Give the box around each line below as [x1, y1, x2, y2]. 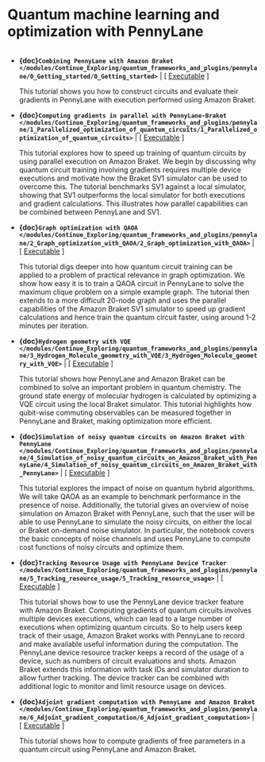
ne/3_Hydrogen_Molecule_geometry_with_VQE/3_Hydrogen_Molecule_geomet [18, 351, 258, 359]
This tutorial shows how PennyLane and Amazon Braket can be [18, 373, 226, 383]
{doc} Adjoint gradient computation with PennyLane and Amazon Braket [18, 697, 255, 706]
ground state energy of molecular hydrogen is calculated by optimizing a [18, 391, 257, 400]
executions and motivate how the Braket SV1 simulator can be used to [18, 173, 248, 183]
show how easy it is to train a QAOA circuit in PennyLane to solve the [18, 278, 244, 288]
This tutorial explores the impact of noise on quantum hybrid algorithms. [18, 483, 255, 493]
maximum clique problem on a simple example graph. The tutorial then [18, 287, 250, 296]
